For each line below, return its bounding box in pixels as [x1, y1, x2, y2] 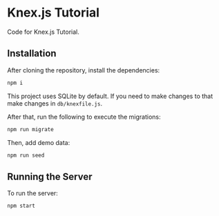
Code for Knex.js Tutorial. [7, 28, 79, 36]
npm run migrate [7, 126, 54, 132]
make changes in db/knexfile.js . [7, 99, 102, 108]
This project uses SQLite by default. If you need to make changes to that [7, 92, 213, 100]
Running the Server [7, 170, 93, 182]
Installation [7, 48, 57, 59]
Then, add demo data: [7, 138, 70, 146]
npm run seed [7, 152, 45, 159]
